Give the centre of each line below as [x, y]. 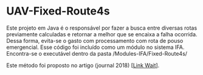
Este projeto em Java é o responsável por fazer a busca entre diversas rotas [102, 28]
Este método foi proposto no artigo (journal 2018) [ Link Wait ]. [83, 65]
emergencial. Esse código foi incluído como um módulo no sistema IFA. [95, 47]
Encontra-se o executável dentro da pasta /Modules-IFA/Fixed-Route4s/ [97, 53]
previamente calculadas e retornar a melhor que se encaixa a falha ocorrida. [102, 34]
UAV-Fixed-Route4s [58, 11]
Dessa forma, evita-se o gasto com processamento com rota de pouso [95, 41]
